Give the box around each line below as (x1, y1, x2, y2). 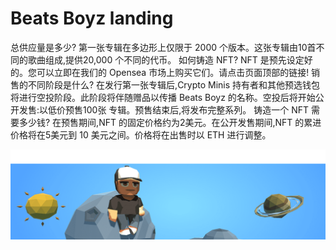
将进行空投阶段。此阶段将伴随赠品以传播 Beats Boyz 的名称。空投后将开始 (10, 91, 316, 103)
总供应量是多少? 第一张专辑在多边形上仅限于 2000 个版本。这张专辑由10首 (10, 41, 317, 53)
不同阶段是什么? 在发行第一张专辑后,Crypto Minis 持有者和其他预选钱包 (27, 78, 321, 91)
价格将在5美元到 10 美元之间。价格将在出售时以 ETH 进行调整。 (10, 128, 272, 141)
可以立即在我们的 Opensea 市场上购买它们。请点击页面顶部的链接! (36, 66, 310, 78)
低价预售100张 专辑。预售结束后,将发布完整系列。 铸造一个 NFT (48, 103, 310, 116)
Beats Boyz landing (10, 7, 174, 30)
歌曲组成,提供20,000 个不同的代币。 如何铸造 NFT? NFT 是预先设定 (27, 53, 305, 66)
